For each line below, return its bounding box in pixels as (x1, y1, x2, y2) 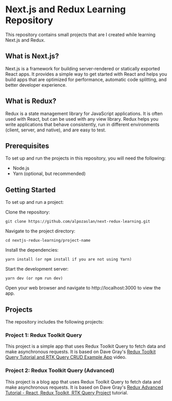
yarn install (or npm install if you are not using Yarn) (5, 257, 132, 262)
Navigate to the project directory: (5, 228, 75, 234)
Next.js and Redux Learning (5, 4, 126, 15)
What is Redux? (5, 97, 56, 106)
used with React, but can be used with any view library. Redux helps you (5, 116, 159, 122)
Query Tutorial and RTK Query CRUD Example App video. (5, 354, 127, 360)
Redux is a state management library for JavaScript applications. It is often (5, 110, 163, 117)
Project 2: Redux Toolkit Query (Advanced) (5, 367, 114, 374)
